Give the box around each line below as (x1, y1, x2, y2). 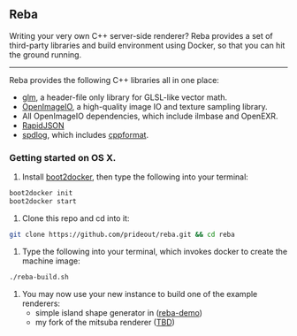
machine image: (21, 256, 81, 266)
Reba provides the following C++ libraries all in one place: (9, 74, 219, 85)
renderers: (21, 298, 60, 309)
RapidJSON (21, 119, 65, 131)
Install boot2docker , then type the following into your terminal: (21, 172, 249, 182)
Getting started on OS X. (9, 151, 117, 164)
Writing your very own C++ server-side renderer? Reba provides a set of (9, 30, 274, 41)
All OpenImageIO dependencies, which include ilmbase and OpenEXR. (21, 111, 278, 121)
